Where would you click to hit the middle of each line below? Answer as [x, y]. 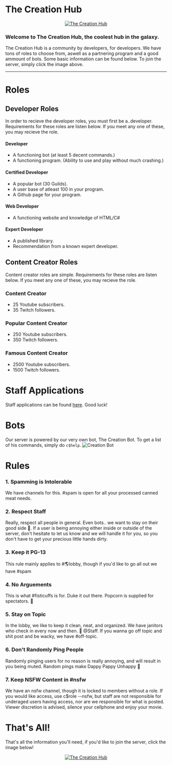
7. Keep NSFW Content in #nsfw [46, 679]
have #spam [18, 571]
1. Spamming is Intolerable [39, 482]
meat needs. [18, 499]
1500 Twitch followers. [36, 369]
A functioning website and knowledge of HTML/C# [66, 218]
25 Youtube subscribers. [39, 305]
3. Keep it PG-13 [26, 552]
